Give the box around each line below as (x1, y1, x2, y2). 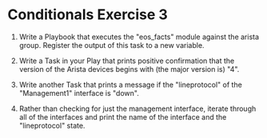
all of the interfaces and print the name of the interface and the (18, 112, 227, 121)
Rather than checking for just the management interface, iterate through (18, 104, 257, 113)
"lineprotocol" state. (18, 120, 86, 130)
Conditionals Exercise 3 (7, 6, 169, 24)
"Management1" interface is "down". (18, 88, 139, 97)
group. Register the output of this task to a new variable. (18, 40, 205, 49)
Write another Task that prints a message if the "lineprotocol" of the (18, 80, 243, 89)
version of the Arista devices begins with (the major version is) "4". (18, 64, 240, 73)
